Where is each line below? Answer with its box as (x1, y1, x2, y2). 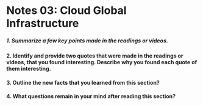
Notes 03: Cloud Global (6, 4, 127, 18)
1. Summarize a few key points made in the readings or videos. (6, 37, 169, 44)
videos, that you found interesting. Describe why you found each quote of (6, 59, 198, 66)
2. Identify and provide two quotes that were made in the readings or (6, 52, 184, 59)
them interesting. (6, 65, 51, 73)
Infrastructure (6, 16, 79, 30)
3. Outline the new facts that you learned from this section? (6, 79, 160, 86)
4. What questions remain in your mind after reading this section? (6, 93, 176, 100)
